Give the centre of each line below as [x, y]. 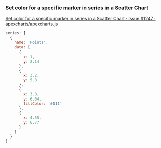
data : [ [22, 47]
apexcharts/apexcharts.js [32, 24]
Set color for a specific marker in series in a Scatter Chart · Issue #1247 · [80, 19]
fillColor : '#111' [43, 104]
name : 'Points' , [32, 43]
